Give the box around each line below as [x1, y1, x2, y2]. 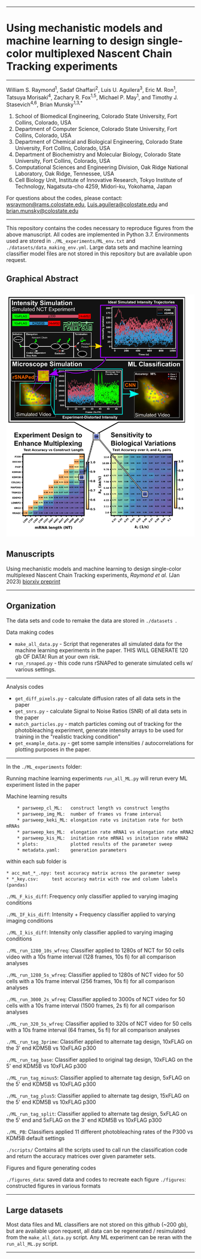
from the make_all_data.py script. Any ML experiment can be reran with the [6, 1234, 192, 1241]
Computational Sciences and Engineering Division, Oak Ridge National [14, 163, 188, 171]
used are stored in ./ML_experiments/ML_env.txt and [6, 237, 136, 244]
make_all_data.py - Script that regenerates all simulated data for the [14, 640, 182, 647]
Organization [6, 601, 56, 611]
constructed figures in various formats [6, 1182, 100, 1189]
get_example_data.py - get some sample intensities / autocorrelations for [14, 739, 194, 746]
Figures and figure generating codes [6, 1164, 96, 1171]
